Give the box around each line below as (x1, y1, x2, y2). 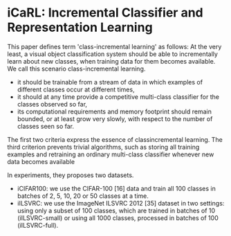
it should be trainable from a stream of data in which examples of (17, 78, 203, 86)
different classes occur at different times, (17, 85, 135, 93)
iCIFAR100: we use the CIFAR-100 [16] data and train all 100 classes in (17, 184, 216, 192)
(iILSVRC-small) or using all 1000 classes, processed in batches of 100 (17, 213, 219, 222)
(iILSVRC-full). (17, 221, 59, 229)
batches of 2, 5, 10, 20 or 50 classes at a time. (17, 192, 149, 200)
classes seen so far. (17, 122, 75, 130)
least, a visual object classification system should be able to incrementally (7, 50, 218, 58)
